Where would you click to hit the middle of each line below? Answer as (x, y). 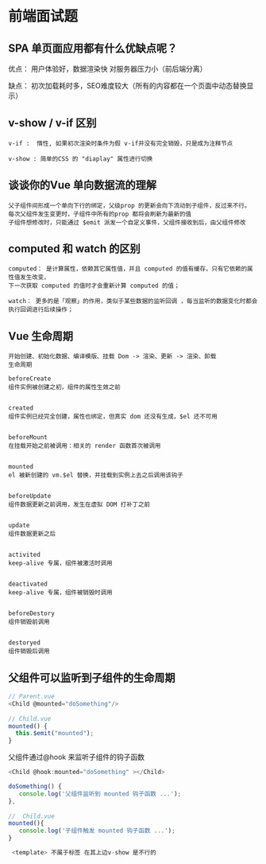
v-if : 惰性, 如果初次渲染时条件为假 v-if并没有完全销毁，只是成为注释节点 (121, 143)
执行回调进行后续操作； (41, 310)
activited (25, 555)
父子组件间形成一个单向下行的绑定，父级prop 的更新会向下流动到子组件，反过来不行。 (129, 205)
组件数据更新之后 (32, 534)
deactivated (28, 584)
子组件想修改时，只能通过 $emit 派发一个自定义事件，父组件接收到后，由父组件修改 (127, 222)
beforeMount (28, 438)
